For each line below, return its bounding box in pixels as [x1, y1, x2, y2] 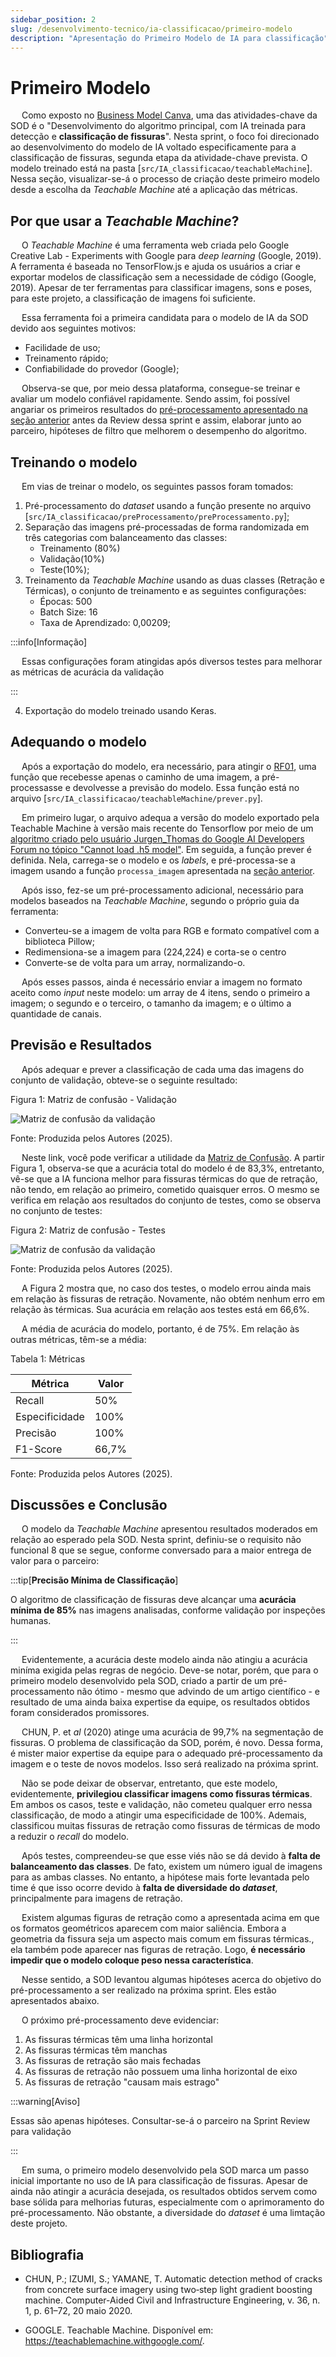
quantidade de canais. [10, 1007, 102, 1020]
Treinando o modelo [10, 454, 138, 471]
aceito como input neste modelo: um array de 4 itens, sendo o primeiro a [10, 986, 311, 998]
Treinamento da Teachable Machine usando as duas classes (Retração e [24, 574, 325, 586]
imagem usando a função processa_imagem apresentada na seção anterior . [10, 864, 316, 876]
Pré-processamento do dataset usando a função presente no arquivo [24, 499, 312, 511]
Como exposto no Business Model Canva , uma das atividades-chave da [21, 109, 318, 121]
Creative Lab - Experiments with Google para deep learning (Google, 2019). [10, 250, 322, 262]
